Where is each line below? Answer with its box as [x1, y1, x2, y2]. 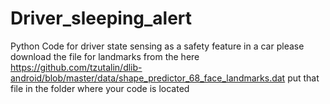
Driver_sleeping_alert [10, 7, 193, 30]
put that [287, 72, 320, 84]
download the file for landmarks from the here [10, 50, 200, 62]
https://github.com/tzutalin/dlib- [10, 61, 143, 73]
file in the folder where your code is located [10, 82, 190, 94]
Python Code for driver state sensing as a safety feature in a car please [10, 40, 305, 52]
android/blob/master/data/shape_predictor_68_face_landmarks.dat [10, 72, 286, 84]
